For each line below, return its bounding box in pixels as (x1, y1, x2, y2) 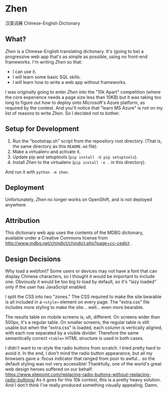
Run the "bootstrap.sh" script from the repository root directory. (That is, (12, 138, 162, 144)
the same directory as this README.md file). (12, 143, 98, 149)
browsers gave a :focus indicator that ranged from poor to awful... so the (5, 355, 155, 361)
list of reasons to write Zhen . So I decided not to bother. (5, 110, 120, 116)
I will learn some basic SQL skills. (12, 73, 81, 80)
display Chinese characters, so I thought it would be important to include (5, 273, 155, 279)
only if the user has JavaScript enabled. (5, 284, 87, 290)
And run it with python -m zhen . (5, 168, 69, 175)
